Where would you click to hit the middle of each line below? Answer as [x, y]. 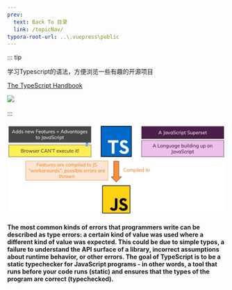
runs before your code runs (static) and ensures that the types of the [108, 271]
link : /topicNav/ [39, 29]
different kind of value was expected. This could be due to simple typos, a [116, 242]
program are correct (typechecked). [60, 279]
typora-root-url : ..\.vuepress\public [63, 37]
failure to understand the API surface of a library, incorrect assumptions [114, 249]
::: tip [15, 57]
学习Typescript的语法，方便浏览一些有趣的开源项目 [81, 72]
